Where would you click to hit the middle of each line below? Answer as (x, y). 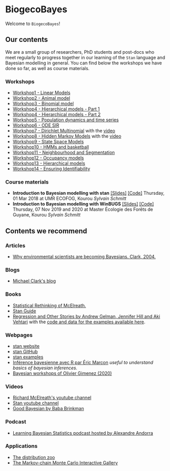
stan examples (28, 357)
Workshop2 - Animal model (41, 98)
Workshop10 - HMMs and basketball (51, 147)
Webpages (19, 335)
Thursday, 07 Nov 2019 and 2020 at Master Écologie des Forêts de (83, 209)
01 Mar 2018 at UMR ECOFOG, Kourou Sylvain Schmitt (69, 198)
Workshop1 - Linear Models (41, 93)
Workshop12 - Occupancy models (48, 158)
